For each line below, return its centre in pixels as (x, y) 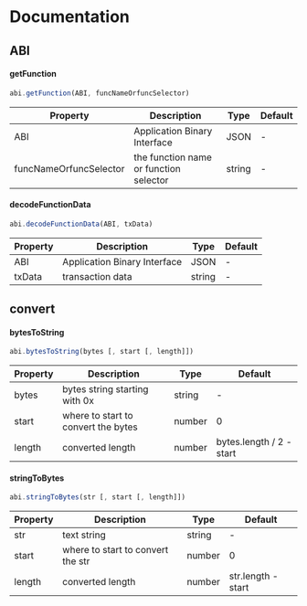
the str (76, 561)
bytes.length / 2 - (254, 442)
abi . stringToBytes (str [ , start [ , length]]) (97, 497)
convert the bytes (101, 427)
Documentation (70, 17)
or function (157, 168)
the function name (173, 157)
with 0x (78, 401)
